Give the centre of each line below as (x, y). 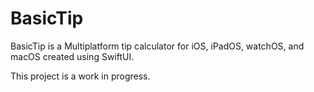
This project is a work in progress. (80, 76)
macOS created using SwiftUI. (72, 56)
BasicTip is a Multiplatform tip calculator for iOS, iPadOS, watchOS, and (157, 46)
